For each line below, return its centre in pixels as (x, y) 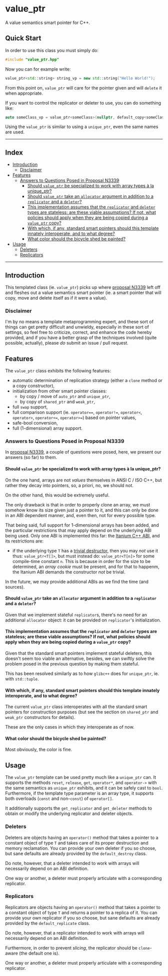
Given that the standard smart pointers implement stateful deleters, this (78, 653)
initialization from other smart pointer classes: (59, 391)
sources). (15, 587)
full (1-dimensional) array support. (47, 428)
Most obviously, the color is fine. (39, 749)
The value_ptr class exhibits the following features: (58, 371)
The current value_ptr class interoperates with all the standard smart (76, 707)
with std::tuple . (22, 679)
